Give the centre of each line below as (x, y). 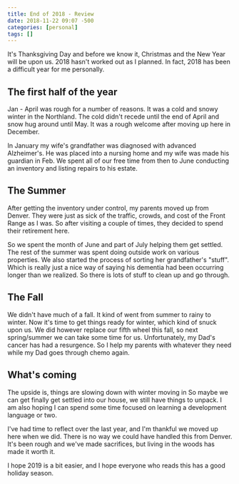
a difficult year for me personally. (56, 69)
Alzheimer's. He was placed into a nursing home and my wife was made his (118, 153)
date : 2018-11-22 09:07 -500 (51, 21)
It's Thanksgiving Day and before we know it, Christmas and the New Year (117, 54)
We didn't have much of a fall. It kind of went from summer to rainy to (110, 314)
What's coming (42, 375)
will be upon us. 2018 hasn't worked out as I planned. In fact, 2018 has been (119, 62)
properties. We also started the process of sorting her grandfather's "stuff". (118, 259)
